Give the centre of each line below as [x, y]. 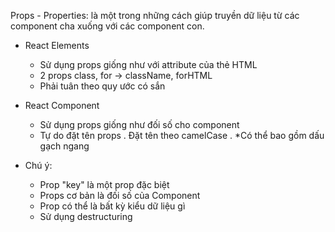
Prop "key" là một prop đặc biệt [104, 184]
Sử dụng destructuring [86, 216]
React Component [62, 105]
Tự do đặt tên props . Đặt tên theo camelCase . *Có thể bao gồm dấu [182, 135]
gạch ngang [64, 146]
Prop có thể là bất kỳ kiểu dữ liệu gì [112, 206]
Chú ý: [38, 165]
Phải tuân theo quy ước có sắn [102, 86]
